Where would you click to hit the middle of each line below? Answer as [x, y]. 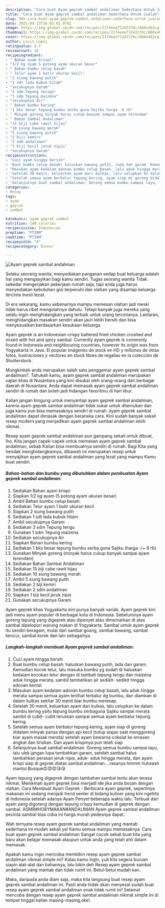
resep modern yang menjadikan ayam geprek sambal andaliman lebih [76, 421]
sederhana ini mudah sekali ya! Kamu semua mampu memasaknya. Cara [79, 829]
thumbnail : [17, 32]
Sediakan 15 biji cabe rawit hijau [45, 569]
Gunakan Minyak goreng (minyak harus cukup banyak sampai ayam [81, 553]
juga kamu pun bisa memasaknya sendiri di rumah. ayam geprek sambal [78, 411]
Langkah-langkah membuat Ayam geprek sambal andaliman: [70, 647]
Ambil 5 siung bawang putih [41, 579]
